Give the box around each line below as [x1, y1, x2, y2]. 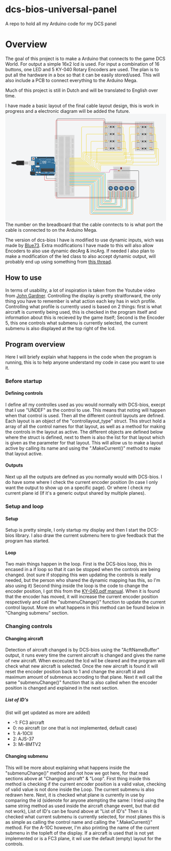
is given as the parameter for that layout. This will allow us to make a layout [5, 439, 163, 445]
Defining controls [5, 390, 43, 396]
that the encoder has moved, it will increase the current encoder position [5, 594, 158, 600]
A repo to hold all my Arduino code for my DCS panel [5, 21, 116, 27]
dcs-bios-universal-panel [5, 4, 117, 15]
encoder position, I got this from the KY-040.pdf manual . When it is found [5, 588, 160, 594]
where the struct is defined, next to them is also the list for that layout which [5, 434, 165, 440]
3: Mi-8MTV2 [12, 741, 41, 747]
